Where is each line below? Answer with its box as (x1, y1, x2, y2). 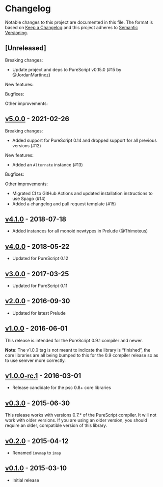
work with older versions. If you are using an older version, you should (5, 417, 147, 423)
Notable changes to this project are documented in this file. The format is (5, 19, 153, 25)
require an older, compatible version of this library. (5, 422, 107, 428)
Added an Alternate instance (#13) (12, 162, 83, 167)
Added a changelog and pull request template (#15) (12, 200, 116, 207)
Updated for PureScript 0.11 (12, 283, 68, 289)
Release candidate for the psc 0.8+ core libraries (12, 385, 111, 390)
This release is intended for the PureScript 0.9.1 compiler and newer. (5, 337, 143, 343)
